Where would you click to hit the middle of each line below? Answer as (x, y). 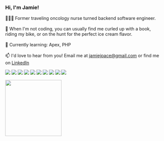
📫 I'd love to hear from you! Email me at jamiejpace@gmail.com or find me (82, 56)
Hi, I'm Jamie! (22, 7)
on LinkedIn (17, 63)
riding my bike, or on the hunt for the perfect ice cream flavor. (69, 34)
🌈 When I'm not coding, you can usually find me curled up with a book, (78, 29)
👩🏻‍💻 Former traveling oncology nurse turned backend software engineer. (80, 18)
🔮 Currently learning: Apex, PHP (38, 45)
